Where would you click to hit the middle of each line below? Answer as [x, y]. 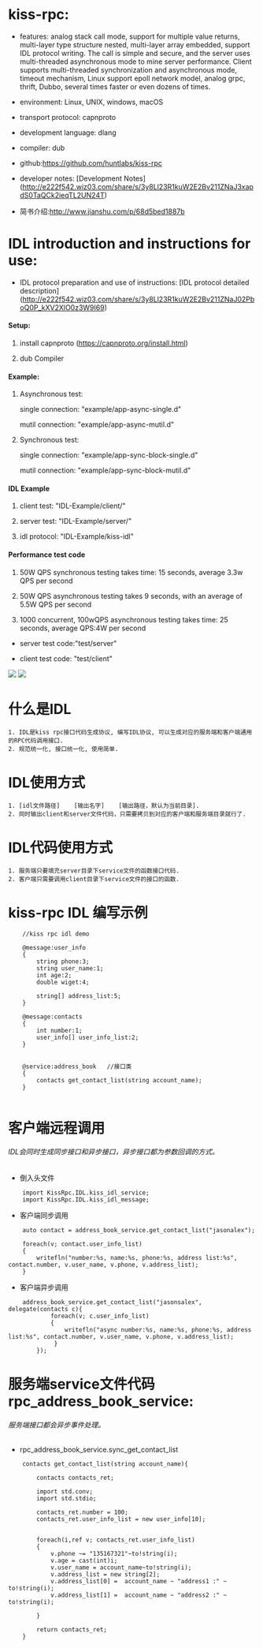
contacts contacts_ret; [75, 1478]
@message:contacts [52, 1017]
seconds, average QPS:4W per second [83, 628]
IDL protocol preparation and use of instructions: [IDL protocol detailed [134, 282]
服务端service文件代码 [81, 1384]
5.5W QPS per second [56, 604]
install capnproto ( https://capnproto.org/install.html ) [104, 343]
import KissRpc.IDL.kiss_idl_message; [86, 1200]
